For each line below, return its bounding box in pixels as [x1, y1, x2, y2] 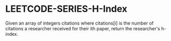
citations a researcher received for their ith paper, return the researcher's [5, 25, 160, 31]
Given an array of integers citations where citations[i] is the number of [5, 20, 154, 26]
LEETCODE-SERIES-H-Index [5, 3, 127, 15]
